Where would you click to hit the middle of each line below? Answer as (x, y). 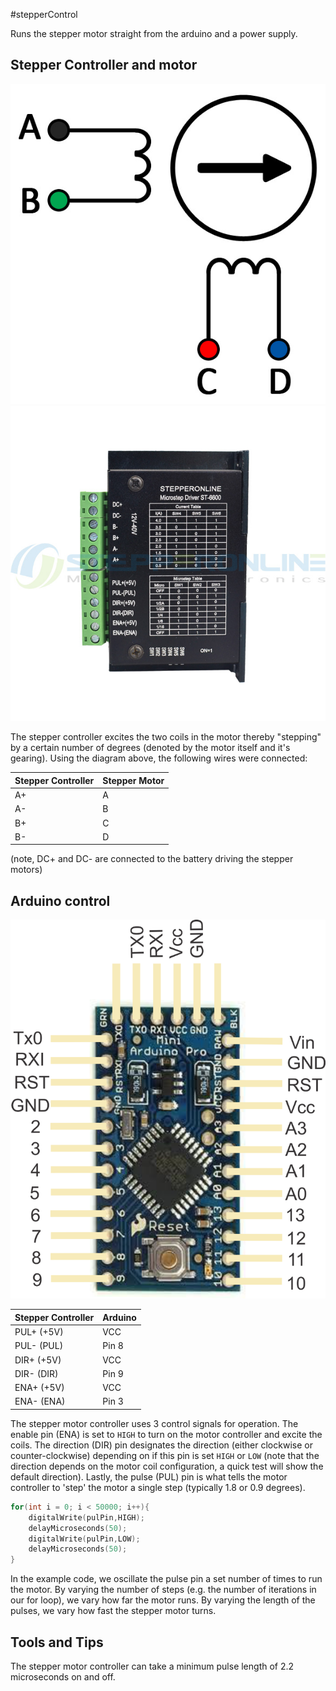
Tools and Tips (57, 1642)
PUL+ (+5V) (39, 1332)
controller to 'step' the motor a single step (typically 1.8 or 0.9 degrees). (158, 1487)
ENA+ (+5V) (39, 1388)
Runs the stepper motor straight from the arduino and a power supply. (154, 33)
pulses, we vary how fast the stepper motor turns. (113, 1611)
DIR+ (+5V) (38, 1360)
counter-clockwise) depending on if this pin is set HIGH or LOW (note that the (165, 1455)
